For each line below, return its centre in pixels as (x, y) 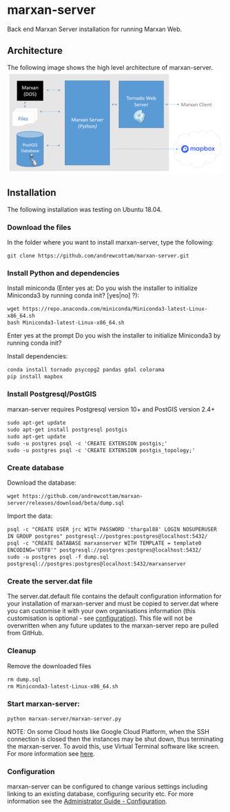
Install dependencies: (38, 356)
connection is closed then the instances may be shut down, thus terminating (115, 739)
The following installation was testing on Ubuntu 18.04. (85, 209)
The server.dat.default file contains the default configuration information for (115, 597)
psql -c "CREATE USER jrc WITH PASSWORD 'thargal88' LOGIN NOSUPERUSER (112, 529)
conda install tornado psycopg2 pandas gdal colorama (86, 370)
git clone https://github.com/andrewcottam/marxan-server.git (98, 256)
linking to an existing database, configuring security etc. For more (101, 794)
